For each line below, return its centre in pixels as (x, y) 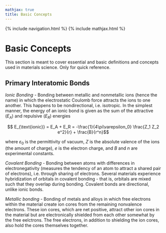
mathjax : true (20, 10)
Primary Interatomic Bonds (48, 83)
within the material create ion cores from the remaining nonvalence (74, 204)
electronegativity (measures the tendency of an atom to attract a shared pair (83, 168)
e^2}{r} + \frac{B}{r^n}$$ (83, 132)
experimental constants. (30, 153)
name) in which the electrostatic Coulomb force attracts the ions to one (78, 100)
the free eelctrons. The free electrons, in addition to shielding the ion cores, (82, 220)
